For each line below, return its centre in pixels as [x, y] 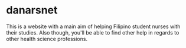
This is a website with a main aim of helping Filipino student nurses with [93, 26]
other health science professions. [47, 39]
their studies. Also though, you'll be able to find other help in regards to [93, 32]
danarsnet [32, 10]
